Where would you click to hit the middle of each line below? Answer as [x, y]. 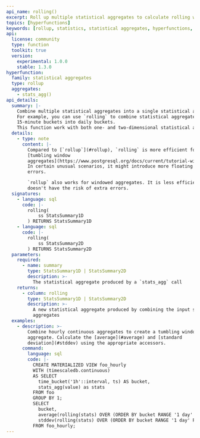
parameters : [26, 254]
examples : [24, 321]
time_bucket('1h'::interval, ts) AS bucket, [94, 382]
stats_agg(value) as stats [71, 387]
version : [22, 56]
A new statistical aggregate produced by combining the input [111, 310]
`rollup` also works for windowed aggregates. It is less [101, 183]
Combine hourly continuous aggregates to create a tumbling [104, 332]
